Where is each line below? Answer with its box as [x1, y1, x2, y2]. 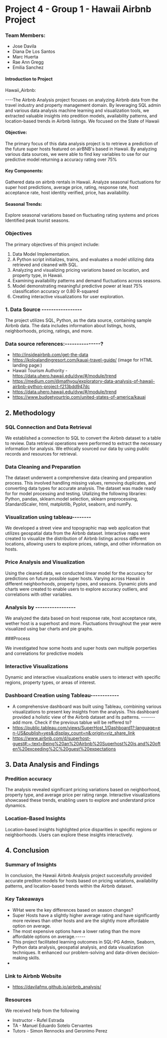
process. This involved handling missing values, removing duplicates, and [5, 480, 156, 486]
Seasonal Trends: [5, 201, 42, 207]
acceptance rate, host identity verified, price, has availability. [5, 190, 130, 196]
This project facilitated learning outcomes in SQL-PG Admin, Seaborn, [12, 939, 156, 945]
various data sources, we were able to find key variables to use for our [5, 151, 150, 157]
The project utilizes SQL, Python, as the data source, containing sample [5, 317, 152, 323]
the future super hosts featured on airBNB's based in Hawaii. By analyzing [5, 146, 157, 152]
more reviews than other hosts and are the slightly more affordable [12, 918, 149, 924]
